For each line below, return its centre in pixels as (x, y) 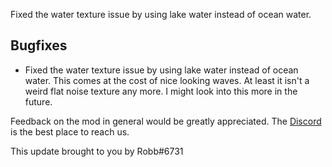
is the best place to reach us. (70, 131)
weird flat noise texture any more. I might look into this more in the (161, 91)
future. (38, 101)
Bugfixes (39, 45)
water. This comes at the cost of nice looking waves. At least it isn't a (167, 80)
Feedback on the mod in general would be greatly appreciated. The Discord (166, 121)
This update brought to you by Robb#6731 (97, 151)
